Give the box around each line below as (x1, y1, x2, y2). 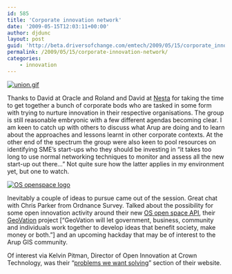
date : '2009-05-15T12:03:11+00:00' (7, 23, 110, 30)
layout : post (7, 36, 45, 43)
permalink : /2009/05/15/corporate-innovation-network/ (7, 49, 168, 56)
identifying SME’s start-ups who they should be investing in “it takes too (7, 145, 212, 153)
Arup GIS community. (7, 237, 68, 246)
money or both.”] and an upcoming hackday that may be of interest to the (7, 231, 216, 239)
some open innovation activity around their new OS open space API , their (7, 208, 216, 217)
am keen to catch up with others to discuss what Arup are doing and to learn (7, 123, 225, 131)
